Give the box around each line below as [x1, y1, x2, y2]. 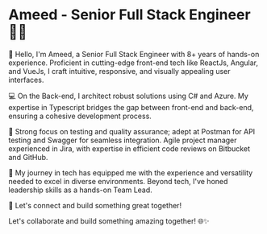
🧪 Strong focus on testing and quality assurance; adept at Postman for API [8, 126, 256, 136]
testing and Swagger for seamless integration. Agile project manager [8, 135, 237, 145]
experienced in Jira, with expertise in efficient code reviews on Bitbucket [8, 143, 250, 154]
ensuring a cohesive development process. [8, 111, 152, 121]
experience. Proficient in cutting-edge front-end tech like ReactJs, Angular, [8, 58, 259, 68]
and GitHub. [8, 152, 48, 162]
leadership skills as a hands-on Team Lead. [8, 185, 153, 195]
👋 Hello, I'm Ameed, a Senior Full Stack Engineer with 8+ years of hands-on [8, 49, 260, 59]
